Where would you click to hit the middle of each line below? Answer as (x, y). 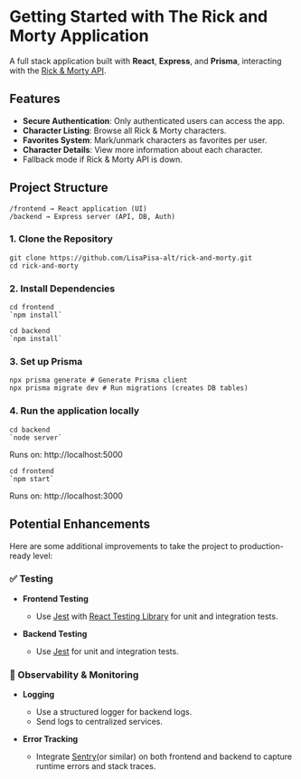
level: (43, 556)
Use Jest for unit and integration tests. (107, 651)
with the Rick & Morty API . (58, 71)
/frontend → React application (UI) (78, 209)
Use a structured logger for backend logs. (114, 712)
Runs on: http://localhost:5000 (66, 454)
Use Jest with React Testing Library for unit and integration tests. (157, 616)
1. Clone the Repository (61, 239)
